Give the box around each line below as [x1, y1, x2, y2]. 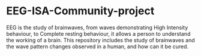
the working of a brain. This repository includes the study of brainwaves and [6, 36, 195, 43]
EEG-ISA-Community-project [6, 4, 155, 18]
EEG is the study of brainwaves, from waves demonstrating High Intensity [6, 24, 188, 31]
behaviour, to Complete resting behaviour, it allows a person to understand [6, 30, 191, 37]
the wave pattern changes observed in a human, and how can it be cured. [6, 43, 189, 50]
